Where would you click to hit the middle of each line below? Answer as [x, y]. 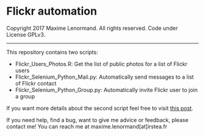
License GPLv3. [26, 34]
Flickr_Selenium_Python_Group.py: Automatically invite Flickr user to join [106, 90]
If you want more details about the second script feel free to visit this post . [100, 108]
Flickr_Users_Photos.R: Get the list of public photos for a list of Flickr [101, 64]
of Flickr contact [36, 83]
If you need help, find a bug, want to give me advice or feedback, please [98, 120]
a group [25, 96]
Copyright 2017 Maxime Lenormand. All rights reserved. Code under [92, 28]
